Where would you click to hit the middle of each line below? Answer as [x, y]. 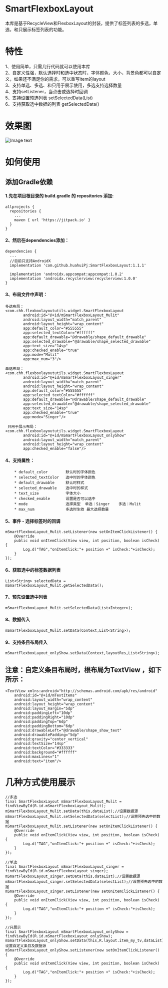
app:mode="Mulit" [41, 355]
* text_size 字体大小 [47, 493]
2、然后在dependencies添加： [37, 240]
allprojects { [20, 207]
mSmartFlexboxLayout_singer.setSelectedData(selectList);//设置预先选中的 [82, 882]
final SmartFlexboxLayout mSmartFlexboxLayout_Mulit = [63, 801]
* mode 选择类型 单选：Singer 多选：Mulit [77, 504]
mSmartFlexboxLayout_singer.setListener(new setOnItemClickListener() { [82, 891]
